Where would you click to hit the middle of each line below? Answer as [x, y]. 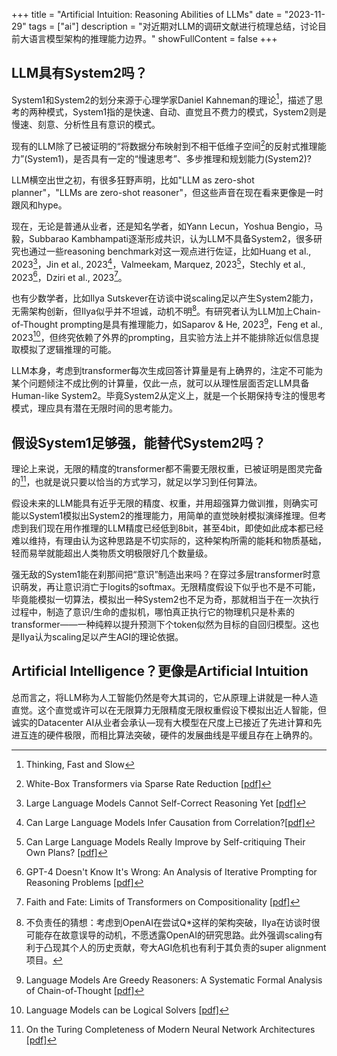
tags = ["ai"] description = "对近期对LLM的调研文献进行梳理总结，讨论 [173, 26]
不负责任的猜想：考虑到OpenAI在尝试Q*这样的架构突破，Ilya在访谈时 [168, 922]
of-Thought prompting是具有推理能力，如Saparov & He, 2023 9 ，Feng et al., [167, 323]
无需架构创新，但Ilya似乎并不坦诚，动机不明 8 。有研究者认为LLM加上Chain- [166, 311]
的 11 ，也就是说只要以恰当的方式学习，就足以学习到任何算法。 [137, 481]
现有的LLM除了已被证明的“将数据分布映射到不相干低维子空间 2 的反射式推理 [164, 146]
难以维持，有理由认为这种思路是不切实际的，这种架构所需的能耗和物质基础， [169, 540]
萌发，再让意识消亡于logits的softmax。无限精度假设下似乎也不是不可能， [170, 586]
